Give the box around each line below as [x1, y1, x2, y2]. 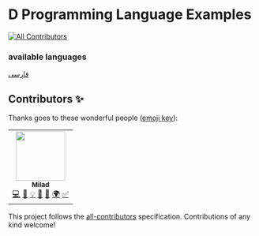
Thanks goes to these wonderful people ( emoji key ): [8, 113, 178, 123]
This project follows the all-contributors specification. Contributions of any [8, 212, 251, 222]
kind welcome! [8, 220, 56, 230]
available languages [8, 51, 87, 62]
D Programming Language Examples [8, 6, 252, 24]
